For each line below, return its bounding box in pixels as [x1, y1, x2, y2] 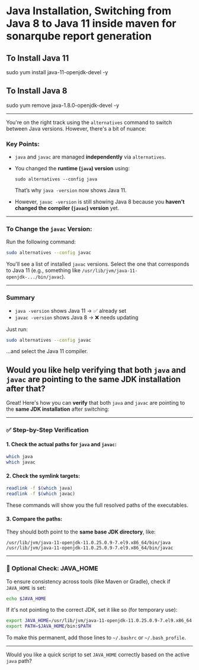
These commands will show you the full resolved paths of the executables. [6, 501, 188, 509]
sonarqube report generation [6, 30, 152, 43]
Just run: [6, 325, 28, 333]
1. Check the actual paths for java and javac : [6, 440, 117, 447]
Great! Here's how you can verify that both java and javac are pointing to [6, 399, 185, 407]
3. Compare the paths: [6, 515, 63, 522]
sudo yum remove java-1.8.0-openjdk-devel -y [6, 101, 120, 109]
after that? [6, 383, 46, 393]
